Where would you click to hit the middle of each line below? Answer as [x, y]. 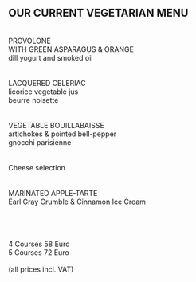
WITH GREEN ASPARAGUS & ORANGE [71, 49]
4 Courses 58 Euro [39, 244]
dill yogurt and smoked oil [51, 57]
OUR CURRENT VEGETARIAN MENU [98, 13]
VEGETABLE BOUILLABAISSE [57, 125]
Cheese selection [37, 167]
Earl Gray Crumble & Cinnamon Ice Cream [77, 202]
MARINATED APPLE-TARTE [53, 193]
